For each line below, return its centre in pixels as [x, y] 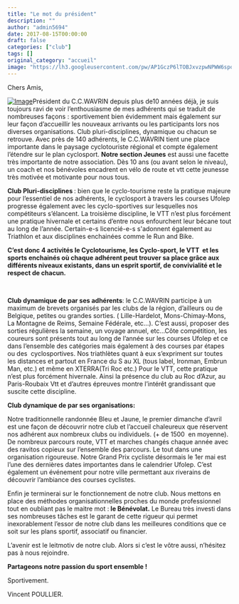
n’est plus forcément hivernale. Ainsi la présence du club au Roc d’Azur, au [117, 376]
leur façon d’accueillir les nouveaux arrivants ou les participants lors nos [113, 124]
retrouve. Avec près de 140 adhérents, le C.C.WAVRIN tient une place [108, 139]
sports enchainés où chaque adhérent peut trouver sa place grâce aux [113, 257]
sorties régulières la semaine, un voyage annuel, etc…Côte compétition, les [117, 331]
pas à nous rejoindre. [38, 553]
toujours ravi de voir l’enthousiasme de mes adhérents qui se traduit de [111, 108]
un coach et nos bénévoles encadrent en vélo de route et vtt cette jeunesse [118, 169]
